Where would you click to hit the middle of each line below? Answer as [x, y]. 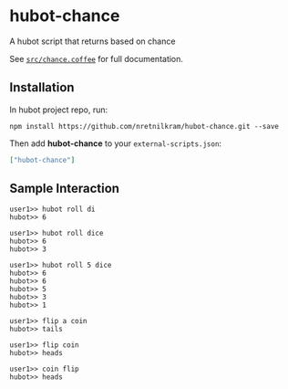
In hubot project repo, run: [59, 110]
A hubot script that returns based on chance [93, 41]
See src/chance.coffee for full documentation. [97, 58]
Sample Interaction [65, 189]
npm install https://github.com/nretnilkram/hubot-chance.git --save [144, 126]
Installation [42, 88]
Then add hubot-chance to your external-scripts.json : [115, 143]
